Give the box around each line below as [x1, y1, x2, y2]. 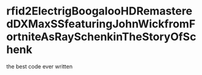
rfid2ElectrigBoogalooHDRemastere [6, 4, 193, 18]
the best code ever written [6, 62, 73, 70]
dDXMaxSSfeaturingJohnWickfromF [6, 17, 196, 31]
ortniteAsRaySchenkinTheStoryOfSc [6, 30, 197, 44]
